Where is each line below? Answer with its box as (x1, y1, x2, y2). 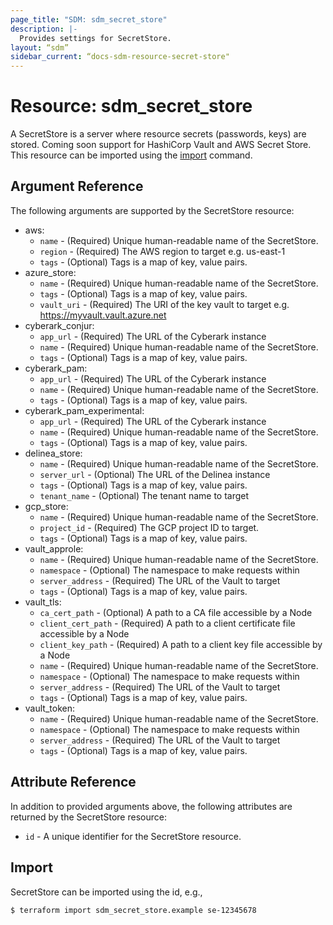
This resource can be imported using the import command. (10, 149, 253, 161)
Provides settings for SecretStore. (19, 33, 172, 43)
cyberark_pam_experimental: (24, 404, 145, 416)
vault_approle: (24, 542, 84, 555)
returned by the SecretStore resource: (10, 811, 167, 823)
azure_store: (24, 266, 77, 278)
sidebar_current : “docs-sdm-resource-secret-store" (10, 52, 230, 62)
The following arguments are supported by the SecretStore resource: (10, 204, 295, 216)
